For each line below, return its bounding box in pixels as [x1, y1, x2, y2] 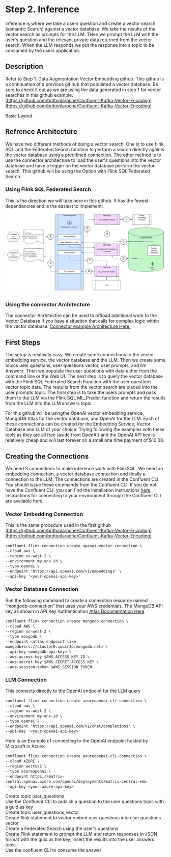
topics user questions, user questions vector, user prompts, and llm [5, 362, 147, 368]
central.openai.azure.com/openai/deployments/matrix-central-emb [5, 779, 147, 784]
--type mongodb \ [5, 634, 42, 639]
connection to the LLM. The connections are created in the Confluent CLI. [5, 476, 160, 482]
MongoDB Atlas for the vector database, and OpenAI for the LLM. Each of [5, 416, 159, 422]
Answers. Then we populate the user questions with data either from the [5, 368, 157, 374]
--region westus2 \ [5, 763, 47, 769]
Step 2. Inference [5, 4, 80, 15]
